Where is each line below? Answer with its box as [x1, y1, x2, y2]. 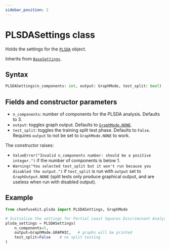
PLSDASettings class [5, 29, 95, 40]
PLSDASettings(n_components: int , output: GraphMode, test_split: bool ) [5, 84, 162, 89]
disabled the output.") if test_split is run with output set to [12, 168, 142, 174]
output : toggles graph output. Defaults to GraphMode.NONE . [12, 122, 133, 128]
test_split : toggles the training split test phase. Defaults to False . [12, 127, 151, 133]
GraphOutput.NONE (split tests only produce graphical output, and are [12, 174, 154, 180]
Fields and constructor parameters [5, 97, 117, 106]
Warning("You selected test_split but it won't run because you [12, 164, 151, 169]
